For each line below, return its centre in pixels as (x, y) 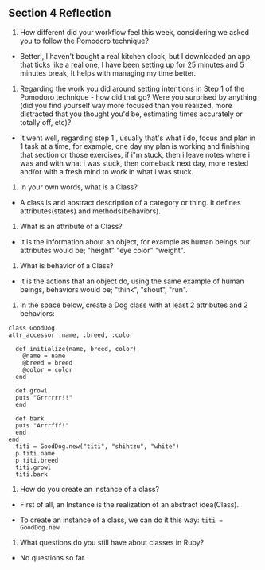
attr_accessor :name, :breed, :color (71, 335)
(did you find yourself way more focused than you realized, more (126, 105)
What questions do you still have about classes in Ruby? (112, 542)
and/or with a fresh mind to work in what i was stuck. (107, 171)
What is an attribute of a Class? (71, 226)
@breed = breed (48, 363)
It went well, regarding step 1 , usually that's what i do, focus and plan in (138, 138)
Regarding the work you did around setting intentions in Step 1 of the (132, 88)
